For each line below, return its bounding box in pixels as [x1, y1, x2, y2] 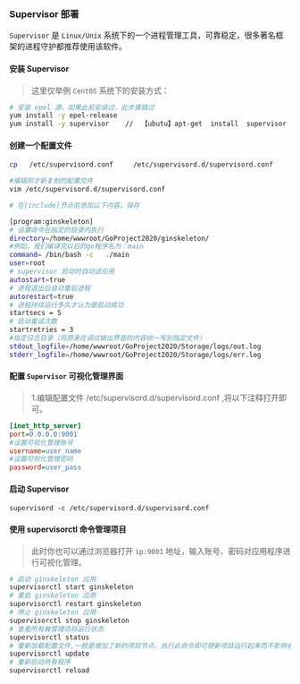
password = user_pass [9, 463, 82, 472]
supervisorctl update [9, 649, 90, 659]
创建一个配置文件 [9, 140, 72, 150]
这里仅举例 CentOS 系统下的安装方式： [30, 85, 170, 96]
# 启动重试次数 [9, 317, 58, 326]
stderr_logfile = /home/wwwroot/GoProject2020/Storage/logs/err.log [9, 350, 262, 359]
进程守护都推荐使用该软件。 [24, 41, 127, 52]
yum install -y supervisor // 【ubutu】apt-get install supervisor [9, 119, 287, 129]
